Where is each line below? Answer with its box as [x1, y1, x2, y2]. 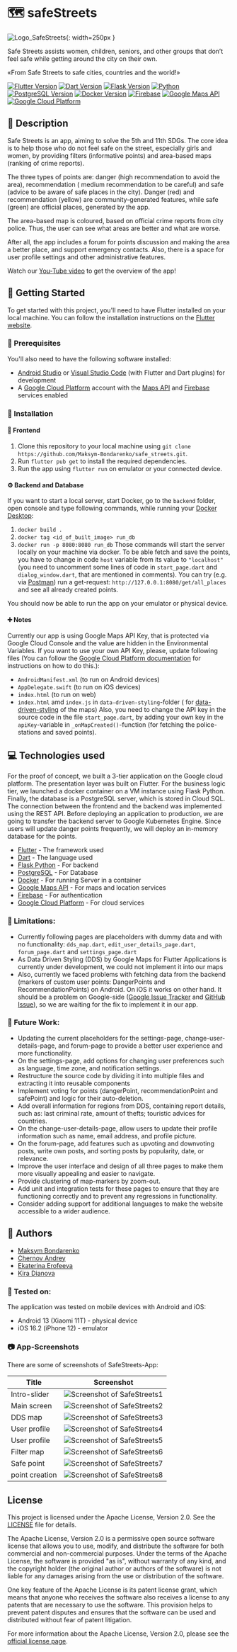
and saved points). [42, 728, 97, 737]
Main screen [11, 1401, 52, 1411]
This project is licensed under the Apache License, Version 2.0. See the [7, 1513, 216, 1522]
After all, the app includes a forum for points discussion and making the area [7, 237, 230, 246]
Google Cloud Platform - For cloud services [17, 898, 145, 907]
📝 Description [7, 118, 69, 130]
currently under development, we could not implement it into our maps [17, 962, 224, 971]
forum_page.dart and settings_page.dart [17, 947, 137, 956]
